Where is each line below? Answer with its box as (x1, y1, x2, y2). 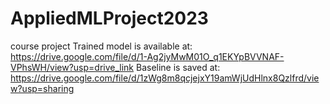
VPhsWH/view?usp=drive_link (10, 61, 135, 73)
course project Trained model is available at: (10, 40, 193, 52)
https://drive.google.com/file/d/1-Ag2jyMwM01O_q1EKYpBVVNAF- (10, 50, 285, 62)
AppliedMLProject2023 (10, 7, 209, 30)
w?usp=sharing (10, 82, 75, 94)
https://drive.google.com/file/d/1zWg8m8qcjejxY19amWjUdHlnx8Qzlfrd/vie (10, 72, 320, 84)
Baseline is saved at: (135, 61, 221, 73)
